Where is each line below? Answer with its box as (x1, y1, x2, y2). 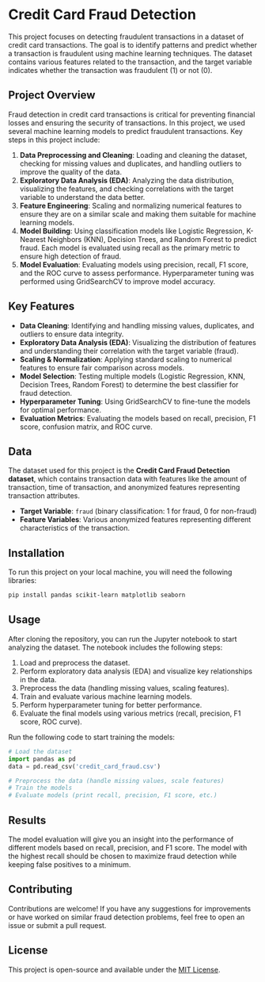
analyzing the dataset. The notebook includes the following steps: (8, 643, 223, 652)
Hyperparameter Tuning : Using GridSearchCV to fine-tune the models (19, 397, 251, 406)
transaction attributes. (8, 491, 81, 501)
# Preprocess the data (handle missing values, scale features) (8, 777, 225, 784)
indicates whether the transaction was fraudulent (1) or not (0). (8, 65, 213, 75)
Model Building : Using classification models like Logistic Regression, (19, 226, 245, 236)
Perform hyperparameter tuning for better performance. (19, 700, 203, 709)
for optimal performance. (19, 405, 102, 414)
